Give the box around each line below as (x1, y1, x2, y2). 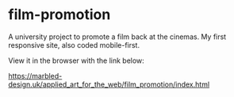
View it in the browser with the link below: (8, 56, 144, 65)
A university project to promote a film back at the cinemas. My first (8, 32, 227, 41)
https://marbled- (8, 71, 63, 80)
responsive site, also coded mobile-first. (8, 40, 140, 49)
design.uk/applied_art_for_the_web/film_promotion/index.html (8, 80, 210, 89)
